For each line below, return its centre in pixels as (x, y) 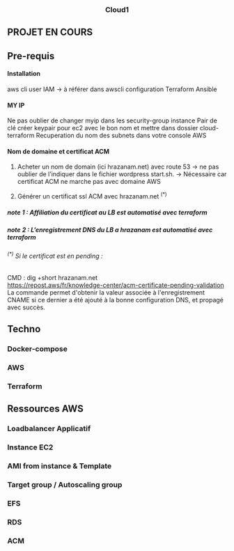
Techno (24, 329)
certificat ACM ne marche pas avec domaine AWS (89, 182)
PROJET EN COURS (50, 32)
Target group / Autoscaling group (65, 484)
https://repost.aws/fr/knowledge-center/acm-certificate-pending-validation (116, 285)
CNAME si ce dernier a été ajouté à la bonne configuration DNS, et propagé (116, 300)
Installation (24, 74)
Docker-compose (37, 348)
